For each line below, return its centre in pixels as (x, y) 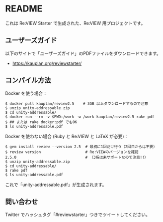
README (24, 9)
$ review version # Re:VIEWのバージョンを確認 (72, 152)
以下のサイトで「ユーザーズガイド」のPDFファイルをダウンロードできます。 (83, 53)
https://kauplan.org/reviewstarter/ (47, 63)
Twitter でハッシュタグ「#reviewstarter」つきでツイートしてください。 (78, 215)
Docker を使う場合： (26, 93)
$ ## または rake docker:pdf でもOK (41, 122)
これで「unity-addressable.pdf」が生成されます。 (56, 185)
